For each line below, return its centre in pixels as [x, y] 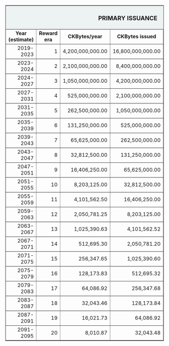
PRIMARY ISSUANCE [128, 18]
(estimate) [21, 39]
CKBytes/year [85, 36]
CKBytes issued [137, 36]
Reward [48, 33]
